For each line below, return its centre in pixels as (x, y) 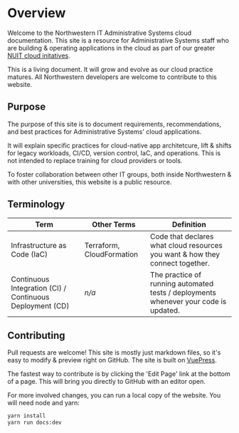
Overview (37, 13)
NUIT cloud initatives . (39, 56)
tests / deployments (184, 292)
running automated (182, 283)
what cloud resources (186, 245)
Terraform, (102, 245)
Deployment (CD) (40, 306)
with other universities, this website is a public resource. (90, 182)
